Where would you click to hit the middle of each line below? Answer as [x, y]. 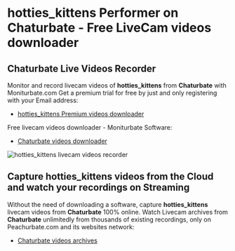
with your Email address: [43, 100]
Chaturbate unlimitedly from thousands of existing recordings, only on [109, 219]
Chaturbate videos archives [58, 240]
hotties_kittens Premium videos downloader [81, 114]
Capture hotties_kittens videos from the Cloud [110, 177]
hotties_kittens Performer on [93, 13]
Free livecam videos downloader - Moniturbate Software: [90, 127]
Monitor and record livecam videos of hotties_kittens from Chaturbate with [117, 85]
